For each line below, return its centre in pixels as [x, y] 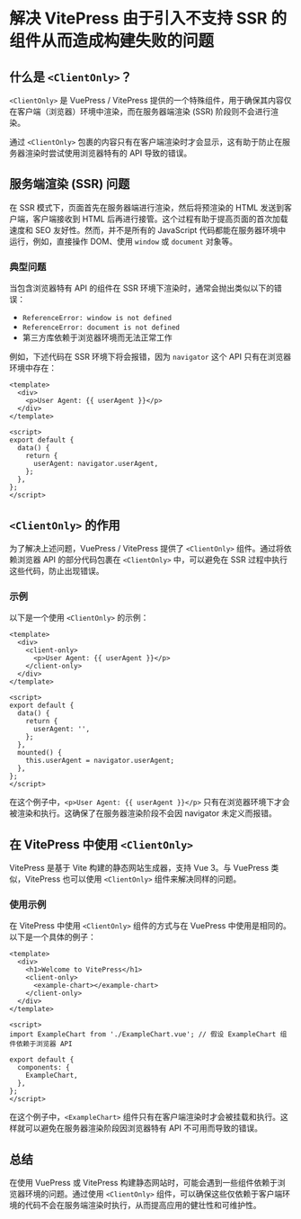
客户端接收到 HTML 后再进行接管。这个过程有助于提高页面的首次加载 [160, 219]
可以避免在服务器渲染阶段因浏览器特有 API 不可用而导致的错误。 [144, 1128]
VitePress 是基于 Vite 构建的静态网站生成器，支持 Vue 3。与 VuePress [139, 868]
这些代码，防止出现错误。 [57, 570]
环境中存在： [33, 368]
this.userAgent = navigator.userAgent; [100, 761]
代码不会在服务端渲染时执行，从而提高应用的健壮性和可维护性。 [143, 1206]
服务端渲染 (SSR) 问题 [70, 184]
